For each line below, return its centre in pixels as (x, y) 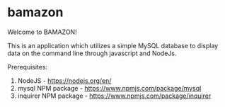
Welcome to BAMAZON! (42, 32)
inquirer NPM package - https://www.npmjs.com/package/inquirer (114, 96)
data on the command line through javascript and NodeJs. (92, 53)
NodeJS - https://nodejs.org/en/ (64, 80)
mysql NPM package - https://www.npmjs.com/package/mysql (109, 88)
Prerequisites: (28, 67)
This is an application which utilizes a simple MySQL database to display (113, 45)
